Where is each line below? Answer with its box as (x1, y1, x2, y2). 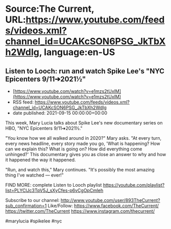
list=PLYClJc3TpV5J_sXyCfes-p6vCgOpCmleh (5, 187, 104, 193)
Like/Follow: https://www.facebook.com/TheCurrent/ (47, 202, 159, 209)
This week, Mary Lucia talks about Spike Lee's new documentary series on (5, 120, 163, 125)
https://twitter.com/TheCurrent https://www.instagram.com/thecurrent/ (5, 208, 155, 214)
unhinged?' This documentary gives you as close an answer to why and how (5, 151, 166, 157)
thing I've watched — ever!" (5, 172, 64, 178)
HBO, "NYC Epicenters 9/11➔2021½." (5, 125, 83, 131)
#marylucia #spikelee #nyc (5, 218, 62, 224)
